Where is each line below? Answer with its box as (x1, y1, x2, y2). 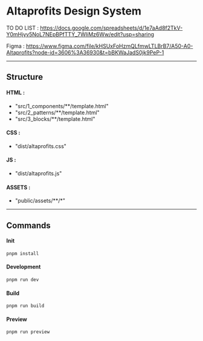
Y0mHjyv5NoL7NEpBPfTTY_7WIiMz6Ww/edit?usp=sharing (6, 30, 155, 37)
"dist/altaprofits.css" (14, 142, 66, 149)
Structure (6, 72, 43, 82)
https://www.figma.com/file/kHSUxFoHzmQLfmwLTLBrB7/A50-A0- (26, 42, 193, 50)
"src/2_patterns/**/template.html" (14, 109, 100, 116)
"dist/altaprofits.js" (14, 169, 62, 177)
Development (6, 263, 41, 270)
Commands (6, 220, 51, 230)
